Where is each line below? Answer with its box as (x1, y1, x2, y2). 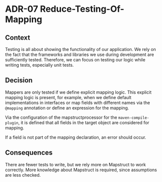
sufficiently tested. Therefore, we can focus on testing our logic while (5, 57, 146, 62)
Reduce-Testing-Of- (40, 3, 124, 15)
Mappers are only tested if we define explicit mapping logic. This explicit (5, 89, 152, 95)
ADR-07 (5, 3, 38, 15)
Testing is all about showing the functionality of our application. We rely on (5, 47, 156, 52)
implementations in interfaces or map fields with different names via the (5, 100, 151, 105)
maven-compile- (118, 115, 149, 120)
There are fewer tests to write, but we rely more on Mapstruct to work (5, 161, 146, 167)
